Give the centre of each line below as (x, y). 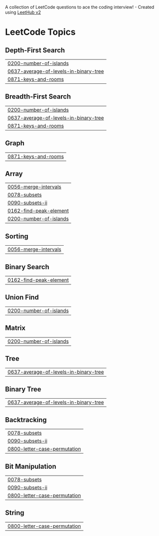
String (15, 513)
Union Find (22, 297)
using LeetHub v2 (23, 12)
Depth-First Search (35, 50)
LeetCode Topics (40, 32)
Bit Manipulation (31, 466)
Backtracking (26, 420)
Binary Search (27, 267)
